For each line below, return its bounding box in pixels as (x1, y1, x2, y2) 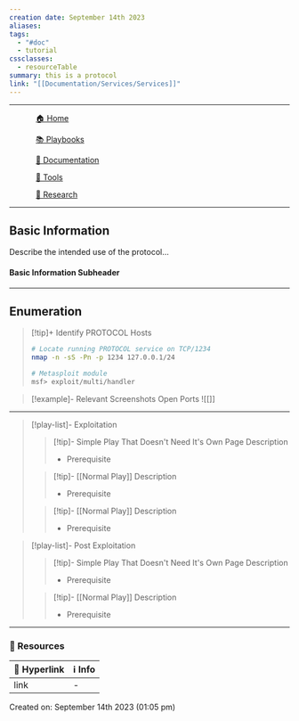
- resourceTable (17, 63, 77, 72)
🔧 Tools (35, 171, 64, 183)
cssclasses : (9, 54, 53, 63)
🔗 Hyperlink (13, 663, 65, 676)
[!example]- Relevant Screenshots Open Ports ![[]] (30, 393, 215, 404)
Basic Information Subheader (9, 267, 120, 278)
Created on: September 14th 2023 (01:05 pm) (9, 701, 176, 713)
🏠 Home (35, 112, 69, 123)
